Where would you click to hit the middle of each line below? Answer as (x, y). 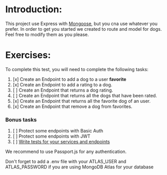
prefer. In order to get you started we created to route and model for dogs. (84, 29)
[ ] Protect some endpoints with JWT (51, 136)
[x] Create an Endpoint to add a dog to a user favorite (69, 79)
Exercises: (28, 55)
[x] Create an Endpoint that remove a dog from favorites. (72, 106)
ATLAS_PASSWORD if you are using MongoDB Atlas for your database (79, 167)
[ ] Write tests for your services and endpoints (61, 142)
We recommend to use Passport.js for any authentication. (66, 151)
